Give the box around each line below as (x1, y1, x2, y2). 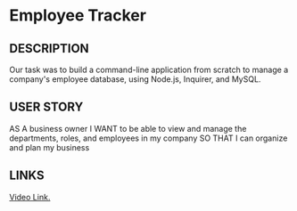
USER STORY (9, 100, 84, 115)
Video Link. (9, 191, 51, 202)
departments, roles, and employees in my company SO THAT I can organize (9, 133, 288, 143)
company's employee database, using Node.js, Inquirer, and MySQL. (9, 74, 261, 85)
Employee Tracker (9, 5, 147, 26)
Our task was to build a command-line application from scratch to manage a (9, 64, 289, 75)
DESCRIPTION (9, 41, 89, 56)
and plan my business (9, 142, 90, 152)
